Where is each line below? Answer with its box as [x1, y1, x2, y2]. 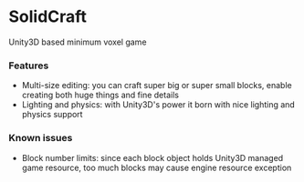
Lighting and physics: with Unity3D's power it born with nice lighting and [21, 99, 296, 110]
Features [8, 59, 49, 72]
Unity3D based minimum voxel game [8, 36, 147, 47]
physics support [21, 109, 83, 120]
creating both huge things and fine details [21, 89, 180, 101]
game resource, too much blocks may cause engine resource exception [21, 162, 292, 173]
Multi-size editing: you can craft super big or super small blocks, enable [21, 80, 293, 91]
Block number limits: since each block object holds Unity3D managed [21, 152, 284, 163]
